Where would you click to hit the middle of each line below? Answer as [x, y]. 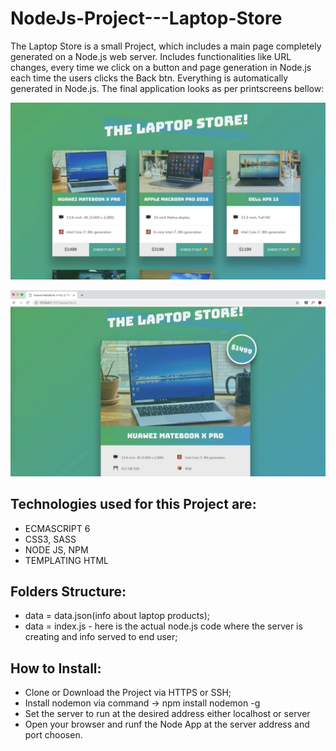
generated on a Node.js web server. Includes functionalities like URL [151, 56]
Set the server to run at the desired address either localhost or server [167, 714]
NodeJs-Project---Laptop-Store [146, 18]
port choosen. [53, 735]
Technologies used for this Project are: [133, 504]
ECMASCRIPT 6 [57, 528]
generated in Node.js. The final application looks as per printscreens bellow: [167, 88]
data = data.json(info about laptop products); [117, 616]
